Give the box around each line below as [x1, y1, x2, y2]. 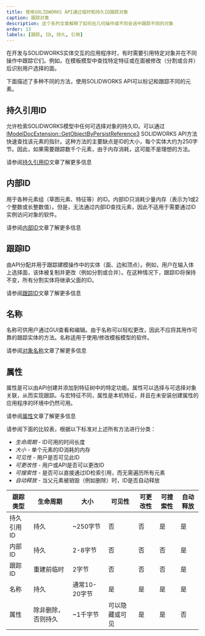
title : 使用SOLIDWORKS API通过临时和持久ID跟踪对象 [6, 9, 129, 15]
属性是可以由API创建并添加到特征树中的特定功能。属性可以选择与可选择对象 [6, 384, 197, 392]
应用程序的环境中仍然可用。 [6, 399, 76, 407]
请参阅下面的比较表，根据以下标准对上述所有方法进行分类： [6, 425, 156, 433]
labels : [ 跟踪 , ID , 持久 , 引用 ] [6, 32, 84, 38]
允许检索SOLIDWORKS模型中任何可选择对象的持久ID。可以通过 [6, 122, 165, 129]
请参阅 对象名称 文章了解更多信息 [6, 347, 87, 354]
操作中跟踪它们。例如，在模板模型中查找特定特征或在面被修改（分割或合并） [6, 57, 199, 64]
